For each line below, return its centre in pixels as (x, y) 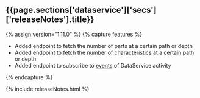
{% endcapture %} (29, 77)
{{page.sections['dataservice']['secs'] (81, 10)
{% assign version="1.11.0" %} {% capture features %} (74, 34)
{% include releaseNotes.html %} (48, 89)
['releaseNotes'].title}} (50, 20)
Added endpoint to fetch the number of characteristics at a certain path (104, 52)
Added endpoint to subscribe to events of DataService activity (93, 65)
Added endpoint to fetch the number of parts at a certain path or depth (103, 46)
